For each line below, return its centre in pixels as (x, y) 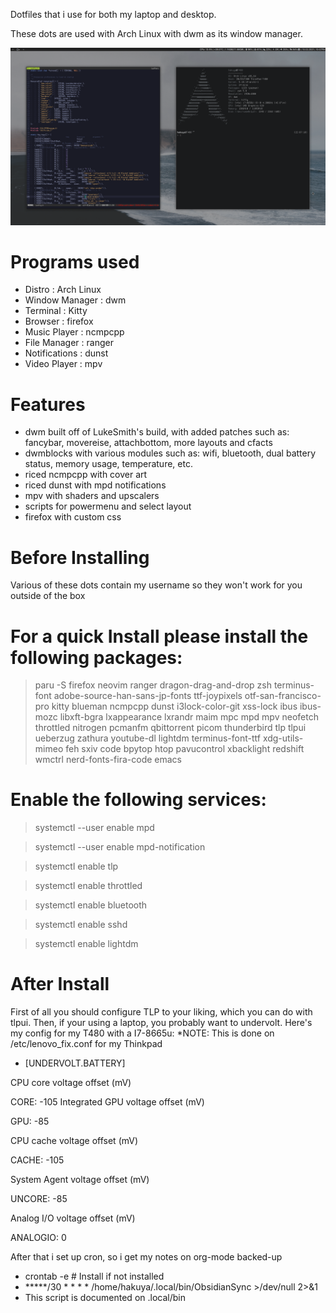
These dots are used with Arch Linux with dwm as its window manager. (156, 33)
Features (48, 404)
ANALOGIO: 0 (38, 1238)
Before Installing (80, 557)
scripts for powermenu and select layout (108, 506)
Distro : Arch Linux (63, 290)
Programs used (75, 261)
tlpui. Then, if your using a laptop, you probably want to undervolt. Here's (161, 1023)
